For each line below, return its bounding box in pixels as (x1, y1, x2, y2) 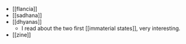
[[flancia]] (12, 5, 38, 12)
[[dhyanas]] (12, 18, 42, 25)
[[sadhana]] (12, 12, 42, 19)
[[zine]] (12, 31, 31, 38)
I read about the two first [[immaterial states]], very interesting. (21, 24, 181, 32)
